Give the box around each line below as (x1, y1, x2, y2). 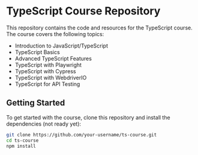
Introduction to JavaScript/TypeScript (14, 42, 109, 49)
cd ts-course (6, 137, 39, 144)
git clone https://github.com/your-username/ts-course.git (6, 132, 157, 138)
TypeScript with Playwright (14, 61, 82, 68)
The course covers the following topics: (6, 30, 104, 37)
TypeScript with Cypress (14, 67, 76, 74)
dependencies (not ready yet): (6, 120, 82, 127)
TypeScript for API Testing (14, 80, 80, 88)
